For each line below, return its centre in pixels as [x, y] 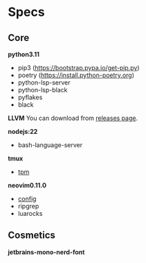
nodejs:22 [23, 131]
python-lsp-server [44, 83]
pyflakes [30, 97]
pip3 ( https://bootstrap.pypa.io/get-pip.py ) [79, 68]
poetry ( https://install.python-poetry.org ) [76, 75]
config [27, 199]
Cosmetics [32, 236]
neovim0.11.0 [27, 185]
